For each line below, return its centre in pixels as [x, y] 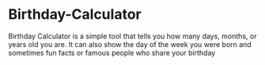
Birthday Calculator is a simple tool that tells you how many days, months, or [132, 36]
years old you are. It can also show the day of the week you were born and [130, 44]
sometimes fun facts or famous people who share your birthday [112, 52]
